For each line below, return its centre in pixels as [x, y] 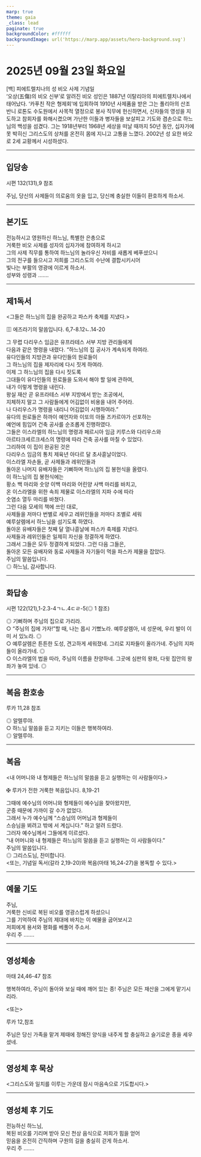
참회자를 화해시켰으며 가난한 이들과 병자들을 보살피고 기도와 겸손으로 [102, 119]
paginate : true [25, 28]
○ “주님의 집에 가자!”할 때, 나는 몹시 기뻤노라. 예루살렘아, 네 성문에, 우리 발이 [96, 628]
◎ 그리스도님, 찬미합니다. [36, 855]
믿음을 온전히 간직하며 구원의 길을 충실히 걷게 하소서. [68, 1141]
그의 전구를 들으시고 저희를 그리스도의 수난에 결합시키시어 [73, 260]
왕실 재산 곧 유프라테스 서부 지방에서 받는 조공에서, [65, 394]
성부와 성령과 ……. [28, 275]
